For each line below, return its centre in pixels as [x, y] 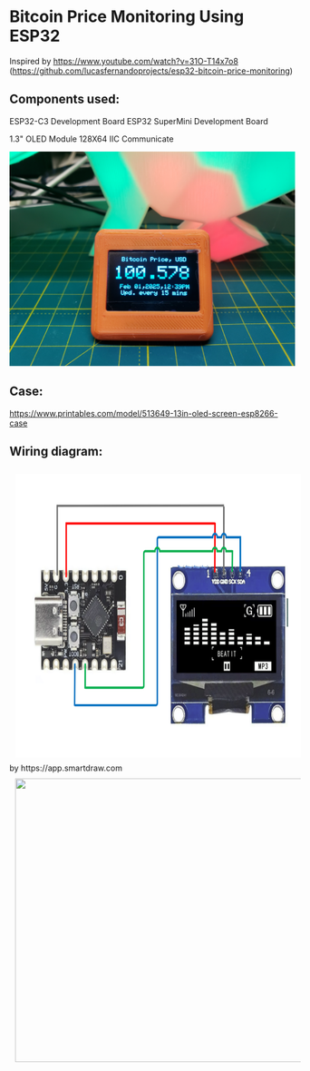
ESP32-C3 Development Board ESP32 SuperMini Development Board [139, 121]
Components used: [65, 99]
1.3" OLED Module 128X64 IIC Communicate [92, 139]
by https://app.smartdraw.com [66, 768]
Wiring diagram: [56, 451]
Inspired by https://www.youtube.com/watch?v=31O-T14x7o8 [124, 61]
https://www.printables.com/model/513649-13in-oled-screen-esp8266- [144, 413]
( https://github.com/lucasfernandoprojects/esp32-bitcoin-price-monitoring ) [151, 71]
